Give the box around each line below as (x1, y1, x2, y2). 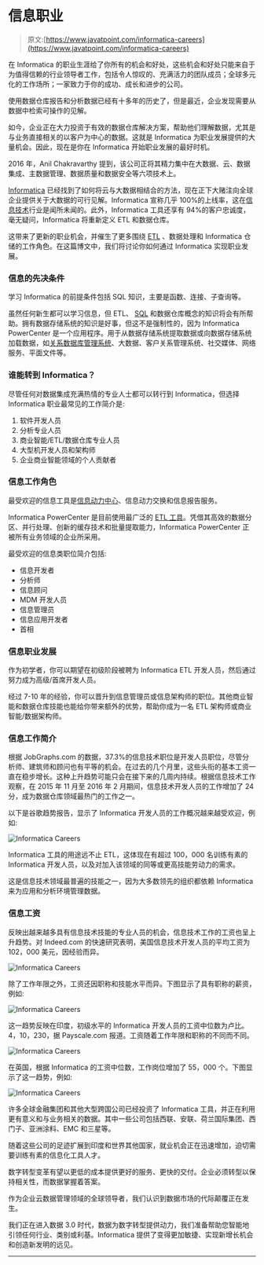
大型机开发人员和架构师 (19, 445, 96, 454)
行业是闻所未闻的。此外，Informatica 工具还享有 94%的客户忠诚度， (28, 205, 251, 214)
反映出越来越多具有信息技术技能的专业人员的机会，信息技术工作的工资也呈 (8, 927, 249, 937)
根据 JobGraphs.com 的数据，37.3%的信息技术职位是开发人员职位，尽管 (8, 752, 243, 762)
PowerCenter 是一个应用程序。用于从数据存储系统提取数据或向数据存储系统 (8, 328, 253, 338)
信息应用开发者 (19, 614, 68, 624)
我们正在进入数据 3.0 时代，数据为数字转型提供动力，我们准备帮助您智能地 (8, 1219, 250, 1230)
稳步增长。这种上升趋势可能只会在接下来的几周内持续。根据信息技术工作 (21, 772, 256, 782)
